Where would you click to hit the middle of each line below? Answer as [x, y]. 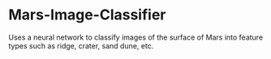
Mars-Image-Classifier [87, 15]
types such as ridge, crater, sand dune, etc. [81, 45]
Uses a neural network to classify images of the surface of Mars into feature [136, 37]
